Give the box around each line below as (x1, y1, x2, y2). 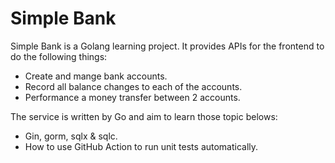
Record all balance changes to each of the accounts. (24, 80, 243, 92)
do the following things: (10, 50, 108, 62)
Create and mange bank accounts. (24, 70, 168, 82)
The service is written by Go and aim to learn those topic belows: (10, 110, 278, 122)
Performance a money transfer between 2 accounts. (24, 91, 241, 103)
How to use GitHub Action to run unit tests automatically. (24, 140, 259, 152)
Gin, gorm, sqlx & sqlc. (24, 130, 118, 142)
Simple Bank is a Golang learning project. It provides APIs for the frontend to (10, 40, 325, 52)
